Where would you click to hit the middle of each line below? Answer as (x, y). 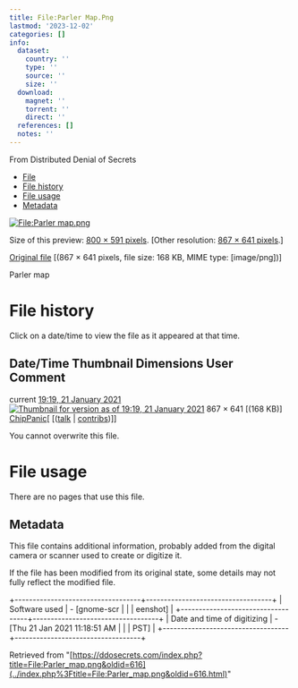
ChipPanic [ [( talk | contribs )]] (63, 418)
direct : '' (46, 117)
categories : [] (38, 34)
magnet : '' (46, 101)
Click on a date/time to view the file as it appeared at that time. (124, 336)
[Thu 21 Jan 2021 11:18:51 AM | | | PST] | (82, 628)
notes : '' (35, 134)
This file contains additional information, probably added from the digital (142, 546)
